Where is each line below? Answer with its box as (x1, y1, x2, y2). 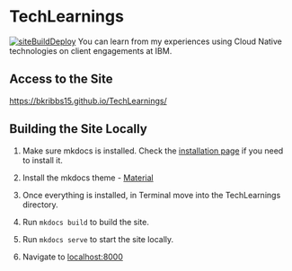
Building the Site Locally (9, 121, 148, 136)
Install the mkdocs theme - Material (22, 172, 155, 183)
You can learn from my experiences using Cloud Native (77, 36, 283, 47)
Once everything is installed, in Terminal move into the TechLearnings (22, 189, 281, 200)
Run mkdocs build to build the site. (22, 216, 150, 227)
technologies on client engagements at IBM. (9, 45, 173, 56)
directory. (22, 199, 58, 210)
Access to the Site (9, 72, 113, 87)
